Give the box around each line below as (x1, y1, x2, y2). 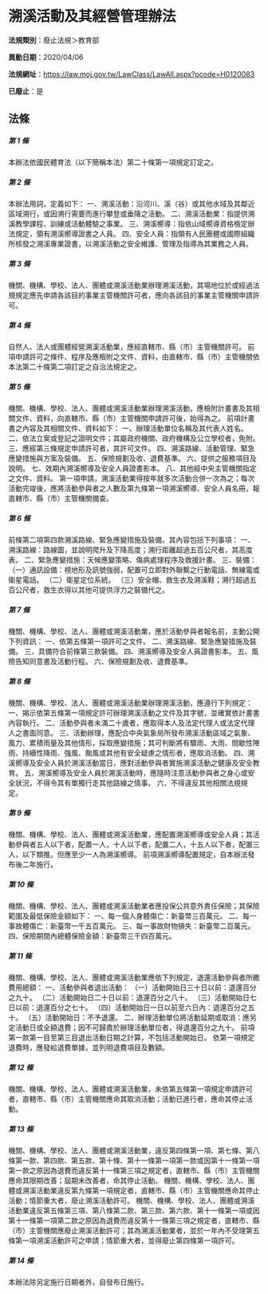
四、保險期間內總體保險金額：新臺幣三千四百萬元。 (8, 931, 176, 941)
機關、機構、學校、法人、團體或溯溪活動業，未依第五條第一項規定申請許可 (8, 1084, 253, 1093)
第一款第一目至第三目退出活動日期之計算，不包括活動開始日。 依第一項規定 (8, 1032, 255, 1042)
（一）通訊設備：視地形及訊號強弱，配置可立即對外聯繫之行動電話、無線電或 (8, 565, 260, 575)
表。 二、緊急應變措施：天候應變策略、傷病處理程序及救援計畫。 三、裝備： (8, 555, 257, 565)
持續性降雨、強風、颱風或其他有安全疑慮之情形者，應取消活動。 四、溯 (22, 748, 255, 758)
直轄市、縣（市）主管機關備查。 (8, 494, 113, 503)
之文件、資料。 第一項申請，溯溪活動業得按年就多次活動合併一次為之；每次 (8, 474, 255, 483)
